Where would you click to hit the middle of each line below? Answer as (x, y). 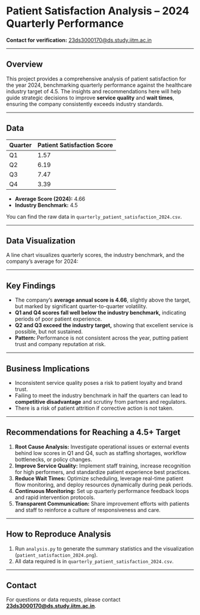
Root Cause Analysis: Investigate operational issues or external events (102, 447)
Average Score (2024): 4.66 (50, 199)
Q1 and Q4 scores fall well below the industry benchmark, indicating (100, 313)
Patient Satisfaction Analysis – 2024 (98, 11)
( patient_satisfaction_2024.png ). (56, 555)
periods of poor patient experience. (58, 319)
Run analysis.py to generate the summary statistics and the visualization (104, 548)
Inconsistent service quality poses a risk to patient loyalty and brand (99, 383)
